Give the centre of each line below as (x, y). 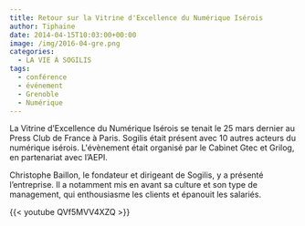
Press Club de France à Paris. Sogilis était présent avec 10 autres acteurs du (153, 139)
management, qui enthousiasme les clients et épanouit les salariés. (136, 195)
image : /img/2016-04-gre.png (65, 43)
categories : (32, 52)
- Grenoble (38, 94)
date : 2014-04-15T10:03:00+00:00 (73, 35)
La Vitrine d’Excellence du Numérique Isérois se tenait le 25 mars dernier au (152, 128)
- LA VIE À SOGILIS (55, 60)
